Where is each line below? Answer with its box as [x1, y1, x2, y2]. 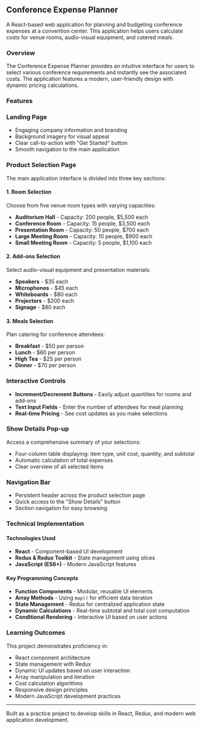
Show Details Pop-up [6, 424, 69, 433]
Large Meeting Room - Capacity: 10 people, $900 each [14, 232, 153, 240]
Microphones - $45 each [14, 285, 78, 292]
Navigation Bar [6, 478, 51, 486]
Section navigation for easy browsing [14, 505, 108, 512]
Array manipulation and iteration [14, 673, 95, 680]
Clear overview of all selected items [14, 462, 104, 470]
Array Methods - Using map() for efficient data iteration [14, 594, 153, 602]
